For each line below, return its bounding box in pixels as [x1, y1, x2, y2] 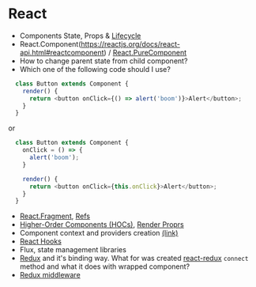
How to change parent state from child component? [19, 56, 188, 66]
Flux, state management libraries [19, 245, 126, 255]
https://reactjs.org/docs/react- [81, 39, 180, 48]
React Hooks [19, 236, 62, 246]
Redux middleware [19, 270, 81, 280]
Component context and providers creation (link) [19, 228, 179, 238]
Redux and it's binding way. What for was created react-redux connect [19, 254, 249, 263]
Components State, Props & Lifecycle [19, 31, 141, 40]
